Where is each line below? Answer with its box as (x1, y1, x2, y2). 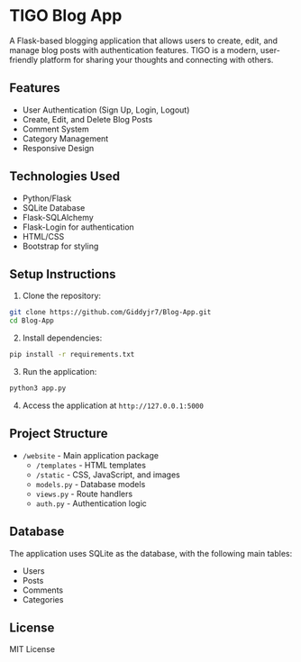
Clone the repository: (22, 290, 102, 302)
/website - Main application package (22, 449, 160, 460)
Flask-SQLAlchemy (22, 212, 95, 222)
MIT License (9, 644, 56, 655)
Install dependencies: (22, 332, 103, 343)
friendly (9, 54, 39, 65)
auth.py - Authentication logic (35, 497, 147, 509)
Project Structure (9, 426, 108, 441)
